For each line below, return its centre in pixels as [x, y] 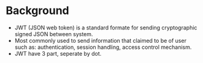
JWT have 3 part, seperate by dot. [58, 53]
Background [37, 11]
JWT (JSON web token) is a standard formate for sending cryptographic [106, 28]
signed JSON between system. [54, 34]
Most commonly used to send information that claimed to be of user [100, 40]
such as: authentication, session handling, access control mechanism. [103, 47]
